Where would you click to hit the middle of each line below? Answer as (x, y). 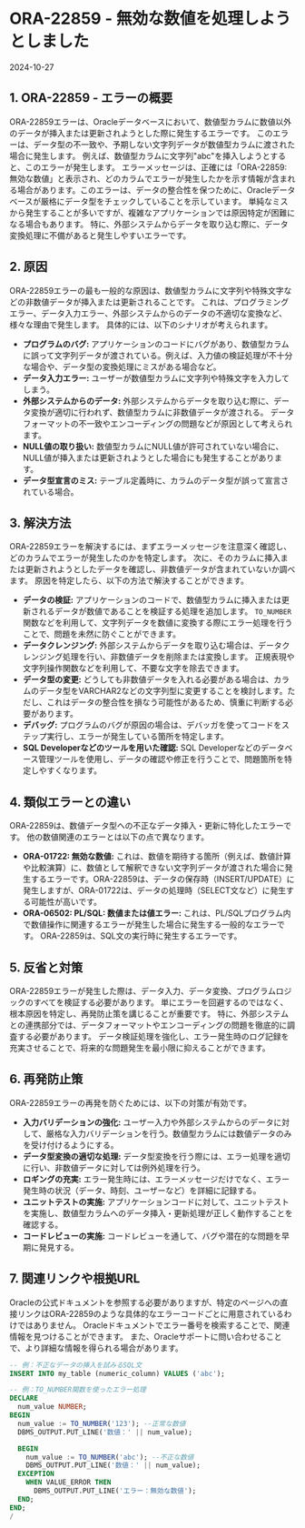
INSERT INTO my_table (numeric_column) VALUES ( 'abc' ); (117, 1373)
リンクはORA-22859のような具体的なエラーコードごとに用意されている (150, 1313)
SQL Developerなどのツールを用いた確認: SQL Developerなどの (142, 748)
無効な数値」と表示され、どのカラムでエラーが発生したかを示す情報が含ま (148, 178)
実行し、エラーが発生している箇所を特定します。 (138, 737)
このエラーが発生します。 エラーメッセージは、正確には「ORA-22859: (156, 167)
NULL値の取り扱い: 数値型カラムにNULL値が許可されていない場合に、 (153, 446)
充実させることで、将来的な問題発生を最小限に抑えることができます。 (140, 1048)
